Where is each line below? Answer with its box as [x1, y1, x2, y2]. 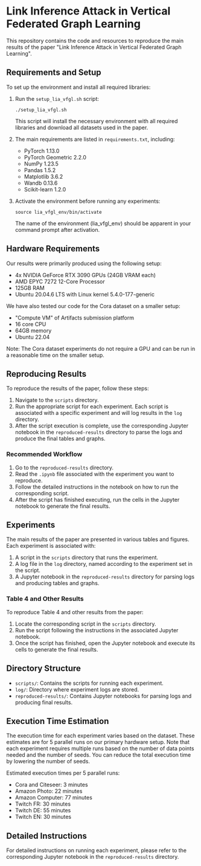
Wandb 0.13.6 [24, 179, 58, 187]
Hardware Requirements [6, 243, 100, 254]
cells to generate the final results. [14, 646, 98, 653]
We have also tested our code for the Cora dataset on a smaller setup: [6, 302, 180, 309]
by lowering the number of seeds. [6, 758, 91, 765]
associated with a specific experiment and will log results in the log [14, 409, 182, 417]
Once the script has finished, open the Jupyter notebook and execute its [14, 639, 196, 647]
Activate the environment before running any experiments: [14, 197, 161, 205]
